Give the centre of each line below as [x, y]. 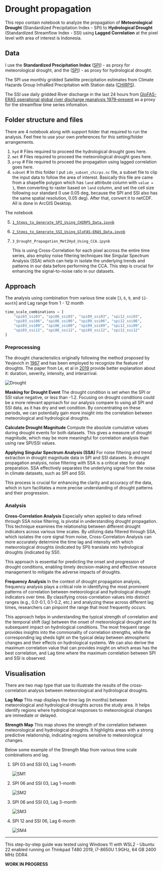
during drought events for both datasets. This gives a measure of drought [78, 432]
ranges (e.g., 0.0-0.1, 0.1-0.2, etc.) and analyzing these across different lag [79, 602]
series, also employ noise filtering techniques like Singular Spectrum [81, 255]
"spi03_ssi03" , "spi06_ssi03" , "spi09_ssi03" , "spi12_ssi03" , [78, 317]
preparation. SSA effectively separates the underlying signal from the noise [80, 468]
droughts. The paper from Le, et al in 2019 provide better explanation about [80, 368]
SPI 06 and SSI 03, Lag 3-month [44, 802]
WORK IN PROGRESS [27, 864]
